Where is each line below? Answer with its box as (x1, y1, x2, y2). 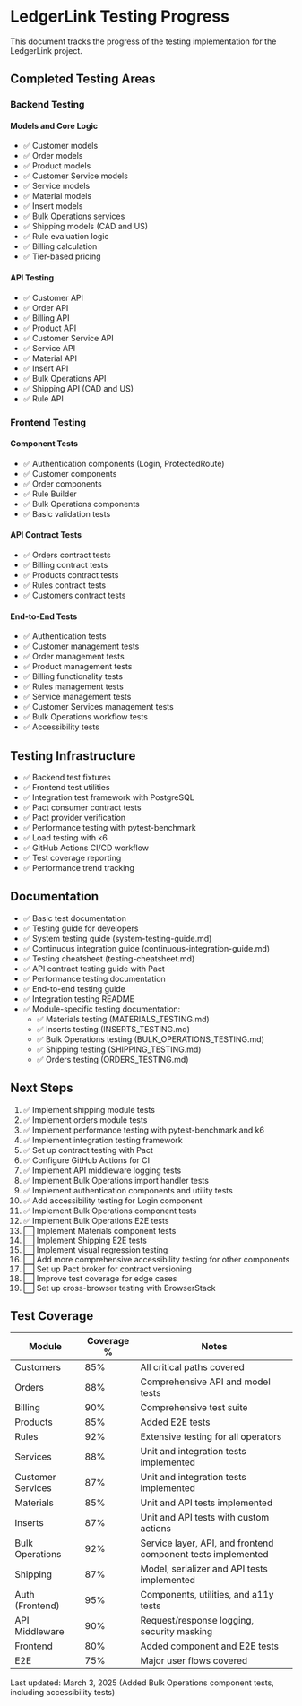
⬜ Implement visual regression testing (22, 1244, 168, 1255)
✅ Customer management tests (22, 641, 140, 651)
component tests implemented (140, 1548, 269, 1561)
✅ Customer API (22, 292, 84, 303)
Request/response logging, (140, 1615, 255, 1627)
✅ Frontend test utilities (22, 782, 110, 792)
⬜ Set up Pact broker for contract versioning (22, 1263, 192, 1274)
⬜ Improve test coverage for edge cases (22, 1272, 177, 1283)
